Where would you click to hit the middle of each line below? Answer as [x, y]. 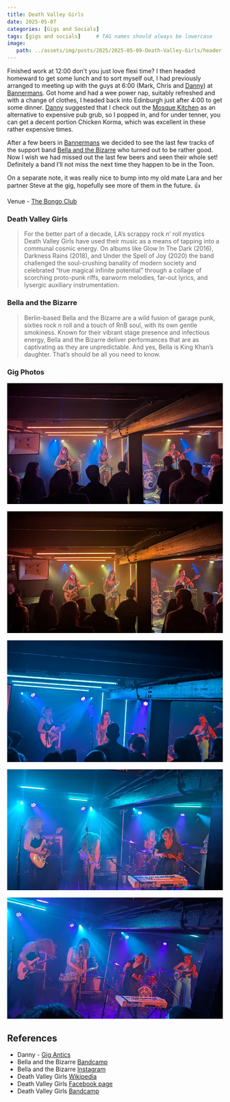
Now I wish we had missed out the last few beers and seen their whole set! [113, 157]
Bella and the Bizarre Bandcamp [62, 1062]
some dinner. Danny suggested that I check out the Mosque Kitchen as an [111, 107]
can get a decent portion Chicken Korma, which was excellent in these [106, 122]
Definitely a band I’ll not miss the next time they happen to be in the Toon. [111, 164]
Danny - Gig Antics [43, 1055]
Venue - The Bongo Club [42, 201]
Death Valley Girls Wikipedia [57, 1077]
